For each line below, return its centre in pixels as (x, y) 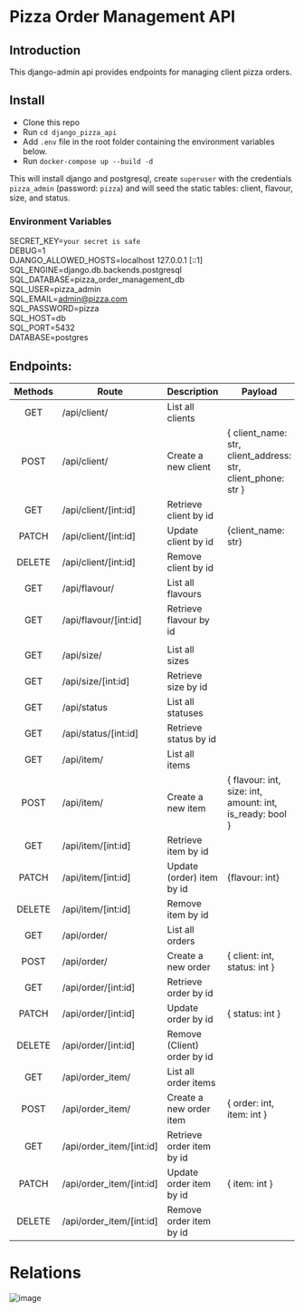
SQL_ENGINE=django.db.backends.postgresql (96, 270)
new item (186, 808)
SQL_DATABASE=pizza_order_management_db (97, 279)
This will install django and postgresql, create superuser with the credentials (151, 178)
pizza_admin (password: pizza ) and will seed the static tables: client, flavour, (152, 188)
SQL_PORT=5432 (42, 328)
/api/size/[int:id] (96, 680)
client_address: (260, 455)
